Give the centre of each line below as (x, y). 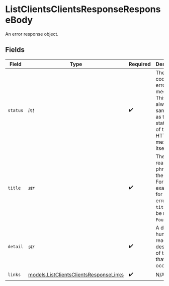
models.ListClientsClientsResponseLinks (76, 275)
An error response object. (32, 34)
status (16, 110)
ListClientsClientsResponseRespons (83, 9)
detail (16, 246)
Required (140, 64)
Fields (15, 50)
